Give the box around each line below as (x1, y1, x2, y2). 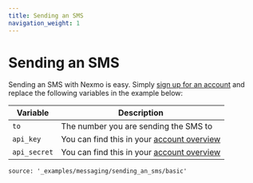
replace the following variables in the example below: (8, 89, 184, 98)
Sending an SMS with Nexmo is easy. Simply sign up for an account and (8, 80, 245, 90)
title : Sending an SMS (8, 11, 84, 20)
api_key (12, 135, 42, 144)
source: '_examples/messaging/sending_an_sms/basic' (8, 167, 188, 176)
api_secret (12, 148, 53, 157)
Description (118, 107, 164, 118)
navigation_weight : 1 (8, 19, 81, 27)
